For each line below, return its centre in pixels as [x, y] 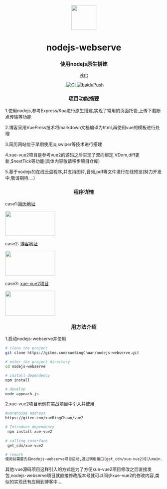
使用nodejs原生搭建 [84, 64]
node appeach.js [22, 394]
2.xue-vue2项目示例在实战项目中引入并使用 [50, 404]
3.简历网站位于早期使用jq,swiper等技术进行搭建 [54, 144]
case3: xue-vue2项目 [27, 284]
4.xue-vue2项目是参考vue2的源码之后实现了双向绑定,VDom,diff [70, 155]
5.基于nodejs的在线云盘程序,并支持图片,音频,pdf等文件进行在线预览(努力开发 [83, 171]
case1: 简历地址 [20, 204]
